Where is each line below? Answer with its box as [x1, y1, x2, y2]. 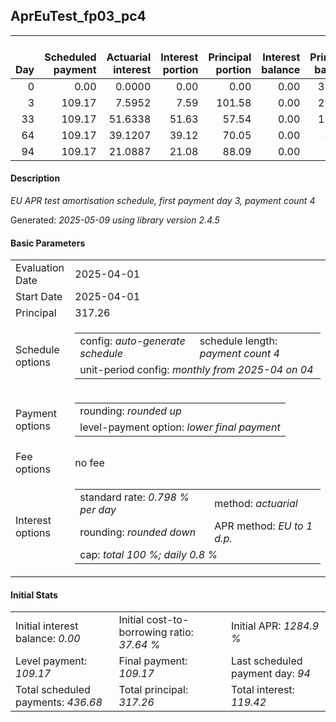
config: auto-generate [79, 334, 186, 348]
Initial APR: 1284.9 [230, 619, 320, 633]
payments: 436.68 [15, 695, 103, 709]
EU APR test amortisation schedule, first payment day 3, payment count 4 [10, 195, 316, 207]
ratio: [169, 625, 194, 639]
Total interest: [230, 683, 295, 697]
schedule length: [199, 334, 278, 348]
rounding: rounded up [79, 404, 182, 418]
